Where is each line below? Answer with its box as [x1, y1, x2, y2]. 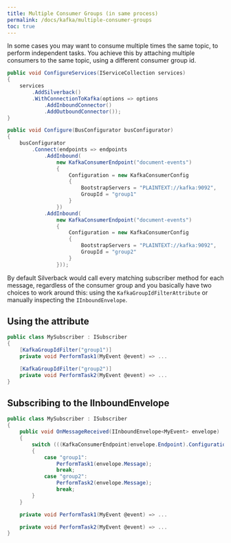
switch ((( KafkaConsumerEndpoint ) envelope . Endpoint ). [32, 441, 189, 448]
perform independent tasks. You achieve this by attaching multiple [7, 49, 195, 57]
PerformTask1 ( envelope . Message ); [56, 460, 153, 467]
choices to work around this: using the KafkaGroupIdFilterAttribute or [7, 288, 208, 297]
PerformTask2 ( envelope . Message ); [56, 480, 153, 487]
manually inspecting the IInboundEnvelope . [7, 295, 128, 304]
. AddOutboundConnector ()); [43, 108, 122, 115]
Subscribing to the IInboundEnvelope [7, 397, 170, 409]
